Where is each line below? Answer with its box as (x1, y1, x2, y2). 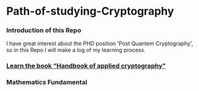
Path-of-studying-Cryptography (6, 4, 175, 18)
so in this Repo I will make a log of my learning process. (6, 46, 146, 54)
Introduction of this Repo (6, 26, 82, 35)
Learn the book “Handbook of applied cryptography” (6, 62, 166, 70)
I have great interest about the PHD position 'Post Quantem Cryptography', (6, 40, 194, 47)
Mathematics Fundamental (6, 78, 88, 87)
